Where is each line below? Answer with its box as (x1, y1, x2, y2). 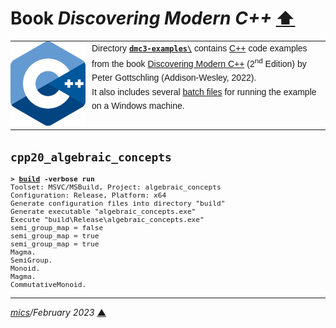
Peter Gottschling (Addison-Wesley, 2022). (91, 72, 257, 84)
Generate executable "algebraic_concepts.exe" (10, 207, 197, 217)
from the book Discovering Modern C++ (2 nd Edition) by (91, 56, 307, 69)
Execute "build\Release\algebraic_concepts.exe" (10, 215, 205, 225)
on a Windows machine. (91, 100, 185, 112)
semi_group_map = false (10, 223, 104, 233)
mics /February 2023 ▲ (10, 307, 107, 319)
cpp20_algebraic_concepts (10, 150, 172, 164)
